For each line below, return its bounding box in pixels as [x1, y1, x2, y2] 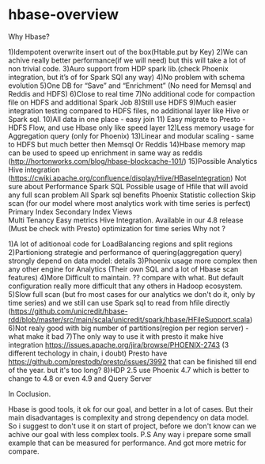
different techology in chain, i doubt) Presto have [8, 348, 168, 358]
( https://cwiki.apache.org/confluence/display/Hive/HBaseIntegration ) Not [8, 173, 247, 183]
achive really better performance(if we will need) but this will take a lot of [8, 55, 247, 65]
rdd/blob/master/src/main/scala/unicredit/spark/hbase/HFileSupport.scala [8, 314, 251, 324]
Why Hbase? [8, 32, 50, 41]
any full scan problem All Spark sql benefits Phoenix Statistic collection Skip [8, 190, 256, 200]
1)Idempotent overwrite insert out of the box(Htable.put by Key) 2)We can [8, 47, 248, 56]
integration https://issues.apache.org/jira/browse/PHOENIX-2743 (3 [8, 340, 229, 349]
